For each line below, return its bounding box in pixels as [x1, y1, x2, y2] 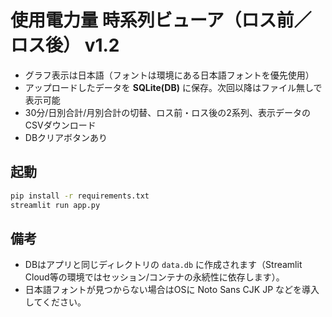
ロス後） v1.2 [10, 34, 120, 57]
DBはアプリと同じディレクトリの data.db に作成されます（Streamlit [24, 259, 303, 271]
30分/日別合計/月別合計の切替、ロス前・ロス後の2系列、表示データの [24, 106, 311, 118]
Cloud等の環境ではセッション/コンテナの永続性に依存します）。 [24, 271, 285, 283]
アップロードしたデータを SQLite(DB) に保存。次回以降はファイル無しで [24, 81, 323, 93]
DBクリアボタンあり [24, 131, 108, 143]
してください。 [24, 296, 87, 308]
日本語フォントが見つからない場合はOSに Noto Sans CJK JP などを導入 [24, 284, 320, 296]
